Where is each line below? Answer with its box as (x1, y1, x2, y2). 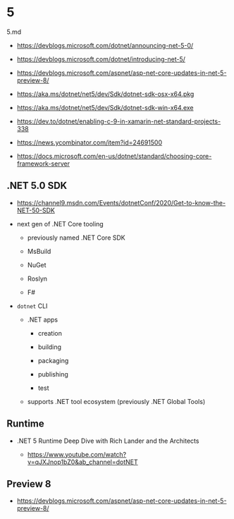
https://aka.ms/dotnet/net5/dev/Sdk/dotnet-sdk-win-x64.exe (16, 103, 194, 111)
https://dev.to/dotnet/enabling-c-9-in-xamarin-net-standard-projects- (16, 117, 221, 126)
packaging (37, 356, 69, 365)
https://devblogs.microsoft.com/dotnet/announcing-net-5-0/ (16, 41, 194, 49)
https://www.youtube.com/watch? (27, 450, 127, 458)
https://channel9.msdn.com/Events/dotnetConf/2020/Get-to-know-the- (16, 198, 226, 207)
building (37, 343, 61, 351)
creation (37, 329, 63, 337)
